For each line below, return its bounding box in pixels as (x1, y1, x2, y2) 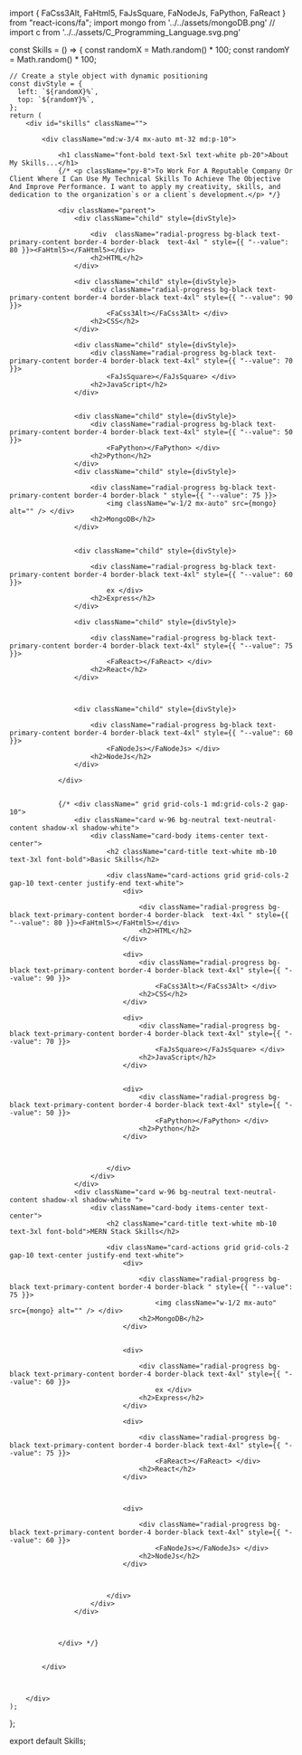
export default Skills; (9, 1736, 86, 1746)
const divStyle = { (9, 80, 83, 89)
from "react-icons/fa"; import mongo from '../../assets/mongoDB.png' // (9, 17, 276, 28)
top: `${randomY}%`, (17, 95, 95, 104)
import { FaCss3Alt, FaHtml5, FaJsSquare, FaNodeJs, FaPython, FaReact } (9, 8, 287, 18)
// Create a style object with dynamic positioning (9, 71, 208, 81)
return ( (9, 111, 42, 120)
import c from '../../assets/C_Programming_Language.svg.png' (9, 27, 241, 37)
